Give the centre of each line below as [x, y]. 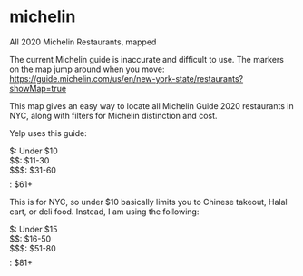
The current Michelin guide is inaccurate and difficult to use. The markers [147, 59]
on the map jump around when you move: [87, 69]
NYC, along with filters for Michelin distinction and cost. [113, 115]
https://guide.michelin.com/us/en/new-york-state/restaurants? [126, 78]
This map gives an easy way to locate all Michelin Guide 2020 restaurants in [151, 105]
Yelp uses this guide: [49, 133]
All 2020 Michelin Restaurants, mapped [83, 42]
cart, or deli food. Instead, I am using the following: [104, 212]
